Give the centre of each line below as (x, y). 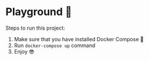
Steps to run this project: (35, 28)
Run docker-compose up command (55, 45)
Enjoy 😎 (24, 51)
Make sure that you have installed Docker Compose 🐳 (79, 39)
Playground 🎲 (39, 12)
